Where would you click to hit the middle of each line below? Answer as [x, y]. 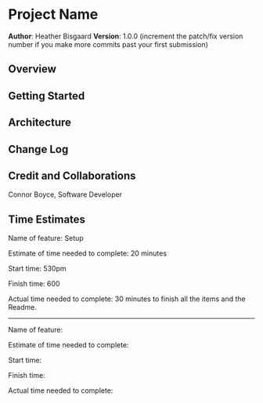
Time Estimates [47, 219]
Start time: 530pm [37, 269]
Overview [32, 69]
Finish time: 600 [34, 284]
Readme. [22, 307]
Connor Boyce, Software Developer [65, 194]
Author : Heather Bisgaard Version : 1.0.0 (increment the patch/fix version [126, 36]
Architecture [40, 123]
